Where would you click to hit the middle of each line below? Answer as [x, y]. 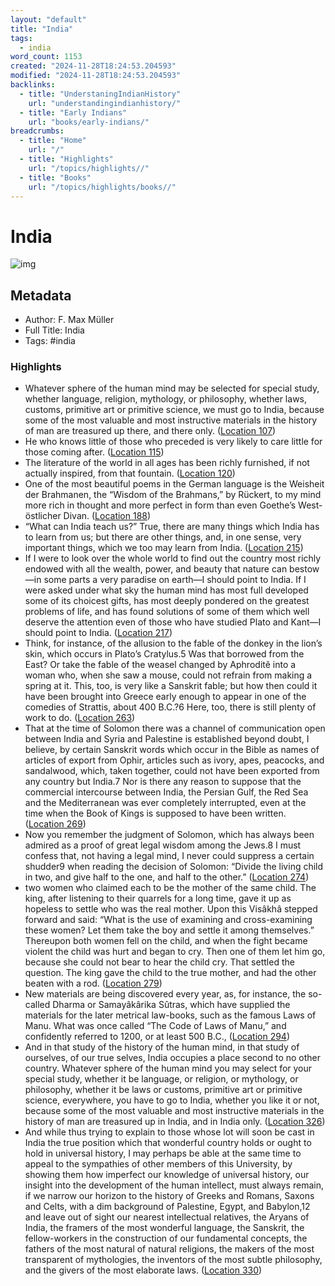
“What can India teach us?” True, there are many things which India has [172, 527]
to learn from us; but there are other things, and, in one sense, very [163, 537]
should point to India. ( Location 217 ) [98, 633]
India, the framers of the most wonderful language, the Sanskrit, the [164, 1228]
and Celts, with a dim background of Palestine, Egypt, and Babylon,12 [167, 1207]
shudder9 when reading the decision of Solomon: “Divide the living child [174, 867]
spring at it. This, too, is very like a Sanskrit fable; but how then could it [171, 686]
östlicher [43, 516]
